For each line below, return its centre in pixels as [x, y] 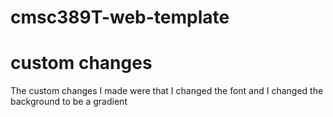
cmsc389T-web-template [120, 17]
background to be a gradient [69, 102]
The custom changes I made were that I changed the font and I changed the [167, 91]
